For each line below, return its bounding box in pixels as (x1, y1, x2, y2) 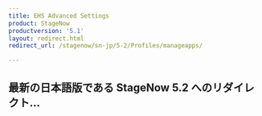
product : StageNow (8, 19, 70, 27)
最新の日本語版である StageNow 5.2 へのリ (8, 81, 223, 94)
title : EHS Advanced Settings (8, 11, 110, 20)
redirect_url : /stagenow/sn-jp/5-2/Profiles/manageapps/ (8, 42, 203, 50)
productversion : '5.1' (8, 27, 84, 35)
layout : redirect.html (8, 34, 84, 43)
